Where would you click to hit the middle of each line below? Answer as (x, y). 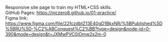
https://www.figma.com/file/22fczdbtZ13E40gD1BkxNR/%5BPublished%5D (84, 23)
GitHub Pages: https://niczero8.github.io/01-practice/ (61, 13)
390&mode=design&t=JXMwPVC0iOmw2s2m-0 (56, 34)
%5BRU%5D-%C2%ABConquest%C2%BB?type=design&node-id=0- (78, 29)
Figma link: (17, 18)
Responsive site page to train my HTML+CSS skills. (59, 7)
